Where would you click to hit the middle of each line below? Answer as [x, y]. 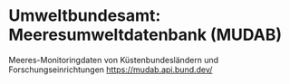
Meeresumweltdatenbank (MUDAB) [145, 35]
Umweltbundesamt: [85, 16]
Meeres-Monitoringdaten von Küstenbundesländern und [114, 60]
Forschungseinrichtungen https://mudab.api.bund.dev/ [111, 70]
